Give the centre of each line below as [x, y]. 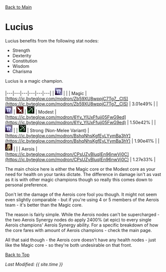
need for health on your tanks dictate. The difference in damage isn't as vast [83, 174]
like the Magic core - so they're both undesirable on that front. [69, 245]
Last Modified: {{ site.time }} [34, 264]
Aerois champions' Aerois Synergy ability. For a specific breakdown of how [82, 225]
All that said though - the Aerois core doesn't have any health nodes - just [81, 240]
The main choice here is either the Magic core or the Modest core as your [80, 169]
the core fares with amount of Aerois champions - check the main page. [79, 230]
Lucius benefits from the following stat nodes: [52, 41]
